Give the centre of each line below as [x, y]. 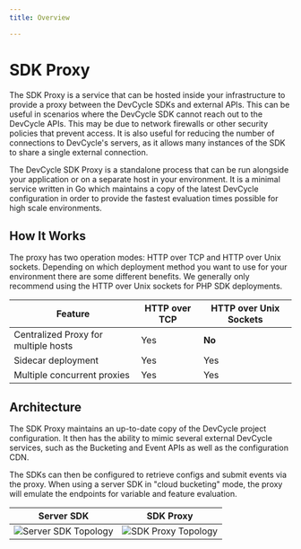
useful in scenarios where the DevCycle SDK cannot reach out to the [136, 114]
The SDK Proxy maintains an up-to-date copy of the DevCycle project [138, 429]
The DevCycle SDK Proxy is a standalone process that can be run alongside [149, 169]
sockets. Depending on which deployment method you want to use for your [148, 267]
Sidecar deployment [56, 360]
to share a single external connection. [79, 152]
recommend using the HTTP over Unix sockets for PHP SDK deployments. [146, 286]
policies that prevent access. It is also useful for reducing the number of [142, 133]
